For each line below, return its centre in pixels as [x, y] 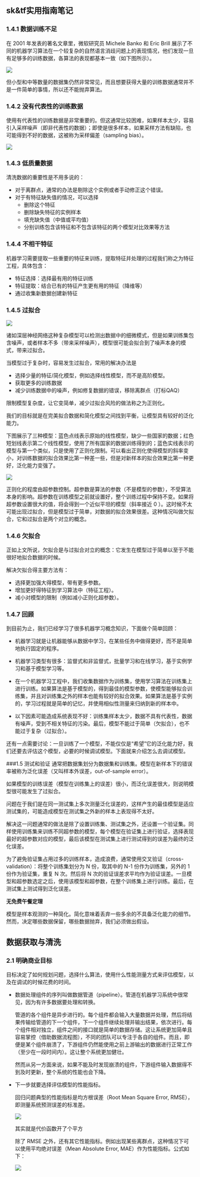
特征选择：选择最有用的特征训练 [54, 278]
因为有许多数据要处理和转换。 [62, 1002]
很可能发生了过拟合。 [37, 791]
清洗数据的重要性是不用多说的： [45, 177]
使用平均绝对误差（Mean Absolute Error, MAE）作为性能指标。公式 [102, 1149]
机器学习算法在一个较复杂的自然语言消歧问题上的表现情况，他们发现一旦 [105, 51]
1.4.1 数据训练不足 [32, 29]
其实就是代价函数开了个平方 [49, 1129]
